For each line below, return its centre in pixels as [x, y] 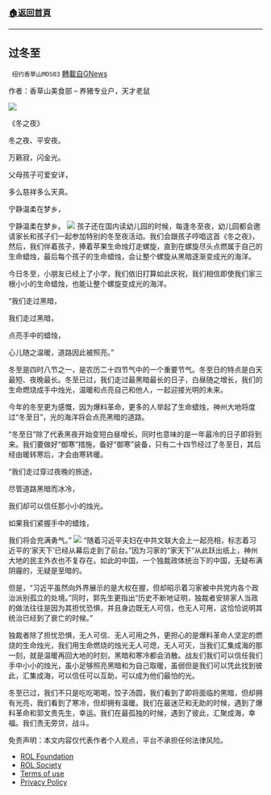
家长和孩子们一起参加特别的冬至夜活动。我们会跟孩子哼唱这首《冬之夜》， [137, 237]
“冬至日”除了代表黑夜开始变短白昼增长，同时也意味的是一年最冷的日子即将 [132, 435]
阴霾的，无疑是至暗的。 [47, 570]
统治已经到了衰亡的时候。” [51, 618]
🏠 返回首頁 [30, 12]
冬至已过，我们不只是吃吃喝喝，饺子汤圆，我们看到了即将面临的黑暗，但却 [132, 693]
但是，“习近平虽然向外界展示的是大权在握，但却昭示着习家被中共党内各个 [130, 588]
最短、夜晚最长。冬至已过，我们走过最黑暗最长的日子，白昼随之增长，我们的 [135, 380]
